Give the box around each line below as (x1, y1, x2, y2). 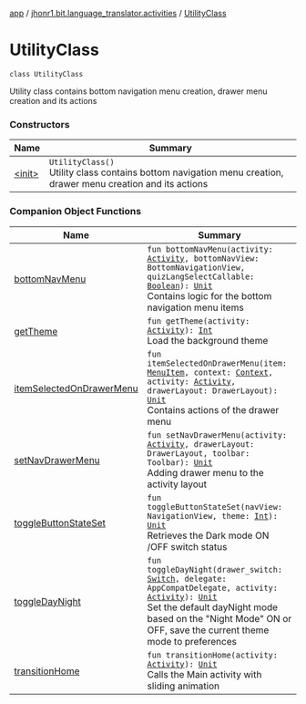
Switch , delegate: (147, 574, 227, 584)
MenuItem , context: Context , (147, 367, 273, 378)
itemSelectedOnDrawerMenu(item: (147, 357, 288, 368)
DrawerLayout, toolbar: (147, 448, 250, 459)
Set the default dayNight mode (147, 601, 279, 614)
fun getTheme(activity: (147, 316, 250, 326)
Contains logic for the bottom (147, 289, 272, 302)
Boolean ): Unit (147, 280, 213, 291)
